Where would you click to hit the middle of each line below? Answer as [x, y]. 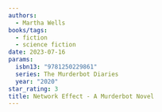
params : [21, 60]
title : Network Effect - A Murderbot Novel [81, 96]
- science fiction [46, 45]
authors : [23, 15]
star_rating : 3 [33, 89]
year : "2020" [37, 81]
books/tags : [28, 30]
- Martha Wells [40, 23]
